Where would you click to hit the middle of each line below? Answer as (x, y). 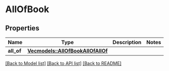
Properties (22, 28)
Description (127, 42)
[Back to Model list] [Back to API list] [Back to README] (63, 63)
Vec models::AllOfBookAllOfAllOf (67, 51)
